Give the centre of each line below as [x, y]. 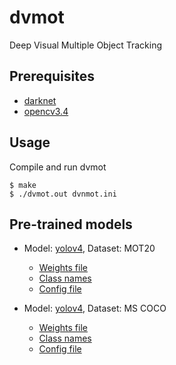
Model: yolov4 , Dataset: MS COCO [95, 308]
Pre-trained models [71, 224]
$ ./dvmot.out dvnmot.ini [63, 194]
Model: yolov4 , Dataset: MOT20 [89, 248]
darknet [40, 100]
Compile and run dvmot [58, 167]
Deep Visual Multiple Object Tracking [86, 45]
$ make [23, 185]
